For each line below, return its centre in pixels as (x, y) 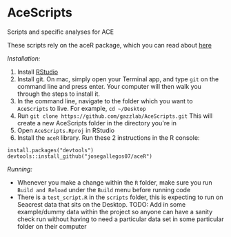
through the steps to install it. (59, 94)
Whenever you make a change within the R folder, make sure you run (114, 182)
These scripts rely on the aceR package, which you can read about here (110, 45)
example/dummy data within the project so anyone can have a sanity (115, 212)
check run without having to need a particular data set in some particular (120, 219)
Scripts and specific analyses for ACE (61, 32)
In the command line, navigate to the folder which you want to (105, 101)
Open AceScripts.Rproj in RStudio (66, 130)
